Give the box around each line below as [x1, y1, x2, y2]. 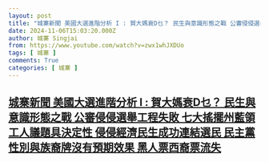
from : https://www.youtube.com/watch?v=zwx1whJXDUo [8, 42, 184, 50]
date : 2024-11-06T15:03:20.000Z [8, 26, 116, 34]
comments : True [8, 57, 59, 65]
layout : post [8, 11, 52, 20]
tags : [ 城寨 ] [8, 49, 57, 57]
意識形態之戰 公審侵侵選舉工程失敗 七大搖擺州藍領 [8, 111, 255, 124]
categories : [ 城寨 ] [8, 64, 78, 72]
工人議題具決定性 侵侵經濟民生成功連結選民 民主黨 [8, 126, 255, 140]
